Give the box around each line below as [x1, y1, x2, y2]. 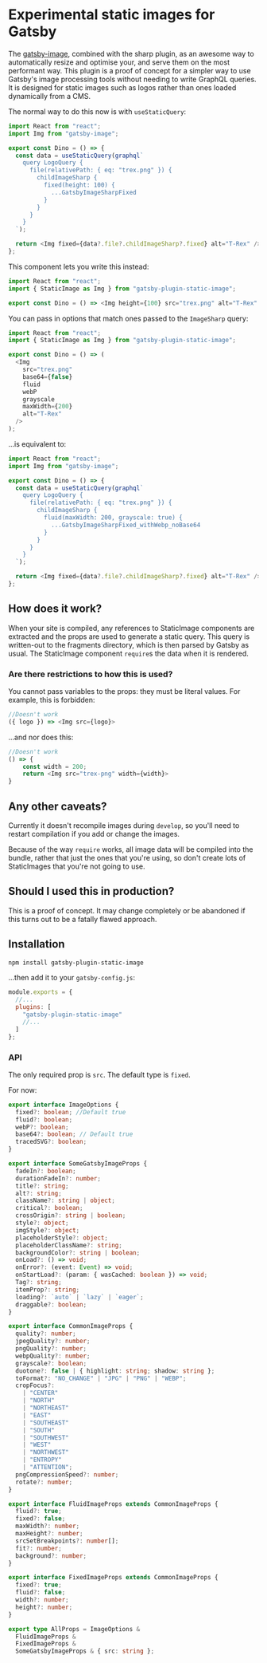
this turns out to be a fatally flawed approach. [8, 914, 157, 924]
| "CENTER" [22, 1389, 59, 1397]
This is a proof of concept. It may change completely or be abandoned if [8, 905, 246, 915]
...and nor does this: [8, 732, 74, 742]
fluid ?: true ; [15, 1507, 62, 1515]
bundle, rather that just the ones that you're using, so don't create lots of [8, 853, 246, 862]
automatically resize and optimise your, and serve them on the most [8, 57, 230, 67]
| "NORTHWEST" [22, 1448, 69, 1456]
